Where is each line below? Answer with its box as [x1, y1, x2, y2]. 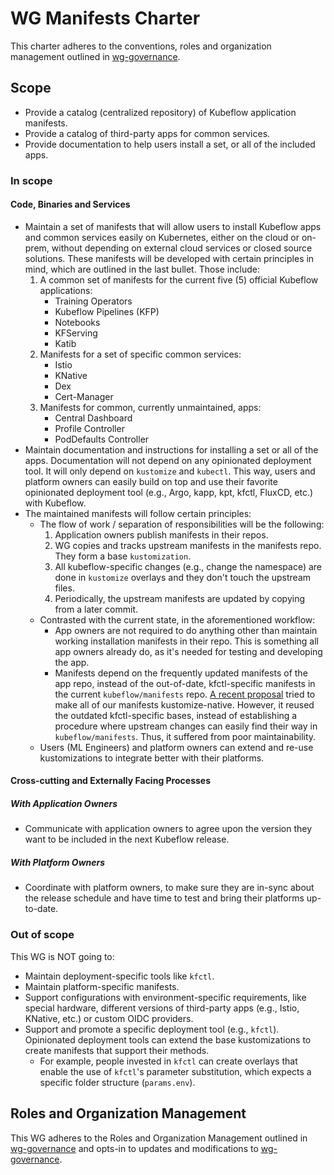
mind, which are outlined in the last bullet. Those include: [24, 263, 260, 275]
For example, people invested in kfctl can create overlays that [39, 1055, 298, 1067]
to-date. [24, 903, 59, 915]
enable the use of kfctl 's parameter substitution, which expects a [39, 1065, 312, 1077]
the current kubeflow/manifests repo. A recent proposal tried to [54, 688, 316, 700]
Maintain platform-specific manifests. [24, 980, 180, 992]
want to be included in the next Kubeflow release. [24, 833, 230, 846]
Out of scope [10, 928, 75, 942]
